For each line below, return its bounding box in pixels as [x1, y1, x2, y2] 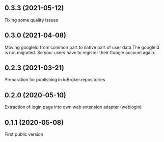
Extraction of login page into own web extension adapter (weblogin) [4, 104, 142, 110]
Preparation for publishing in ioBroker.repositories [4, 77, 105, 83]
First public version [4, 131, 44, 137]
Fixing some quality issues [4, 17, 58, 23]
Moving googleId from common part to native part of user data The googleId [4, 44, 160, 50]
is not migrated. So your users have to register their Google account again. [4, 49, 156, 56]
